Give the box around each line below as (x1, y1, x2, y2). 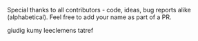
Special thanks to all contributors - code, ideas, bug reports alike (7, 6, 191, 14)
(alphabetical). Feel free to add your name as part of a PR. (7, 13, 172, 21)
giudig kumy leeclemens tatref (7, 27, 94, 34)
